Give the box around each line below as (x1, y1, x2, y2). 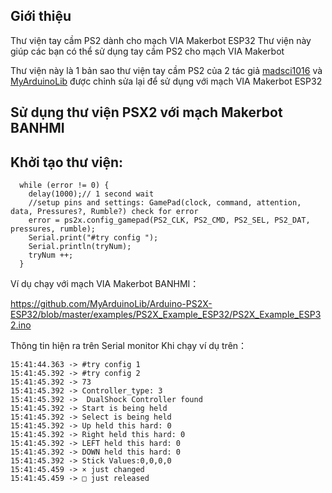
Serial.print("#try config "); (28, 233, 159, 243)
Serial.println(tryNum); (28, 242, 132, 252)
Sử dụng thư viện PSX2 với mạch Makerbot (10, 104, 283, 121)
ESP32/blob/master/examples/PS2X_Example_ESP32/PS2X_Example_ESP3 (10, 309, 322, 321)
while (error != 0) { (19, 180, 110, 191)
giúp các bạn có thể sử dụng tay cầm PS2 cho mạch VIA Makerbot (10, 45, 285, 57)
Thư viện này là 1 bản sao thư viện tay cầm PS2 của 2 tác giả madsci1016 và (10, 64, 323, 76)
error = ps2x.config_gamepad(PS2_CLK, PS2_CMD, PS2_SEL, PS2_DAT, (28, 215, 311, 226)
